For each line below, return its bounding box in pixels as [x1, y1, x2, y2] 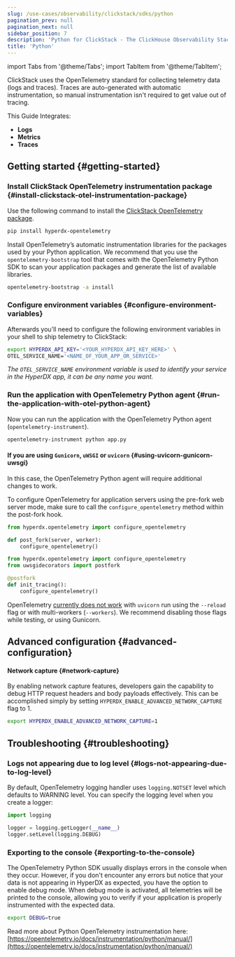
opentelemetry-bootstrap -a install [7, 284, 114, 291]
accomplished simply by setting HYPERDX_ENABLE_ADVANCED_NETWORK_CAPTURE [7, 697, 222, 706]
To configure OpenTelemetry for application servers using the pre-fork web [7, 495, 225, 503]
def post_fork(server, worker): [7, 536, 101, 543]
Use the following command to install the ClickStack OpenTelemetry [7, 206, 203, 215]
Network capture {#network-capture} [7, 666, 120, 675]
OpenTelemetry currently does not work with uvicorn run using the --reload [7, 600, 226, 609]
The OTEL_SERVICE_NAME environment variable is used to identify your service [7, 365, 227, 374]
